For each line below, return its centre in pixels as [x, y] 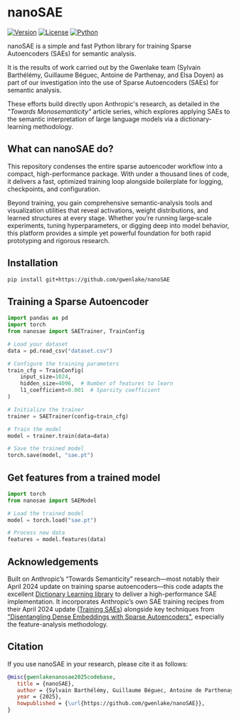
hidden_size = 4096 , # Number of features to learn [97, 384]
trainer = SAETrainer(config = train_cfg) [68, 416]
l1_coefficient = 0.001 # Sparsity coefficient [90, 390]
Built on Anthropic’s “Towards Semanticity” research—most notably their [113, 579]
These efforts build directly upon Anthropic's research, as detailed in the [113, 103]
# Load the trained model [46, 513]
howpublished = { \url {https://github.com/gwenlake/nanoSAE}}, [111, 704]
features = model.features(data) [57, 540]
